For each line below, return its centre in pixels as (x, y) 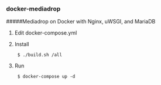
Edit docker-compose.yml (46, 33)
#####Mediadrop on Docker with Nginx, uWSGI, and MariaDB (81, 22)
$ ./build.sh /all (40, 55)
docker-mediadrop (33, 9)
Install (22, 44)
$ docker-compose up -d (46, 77)
